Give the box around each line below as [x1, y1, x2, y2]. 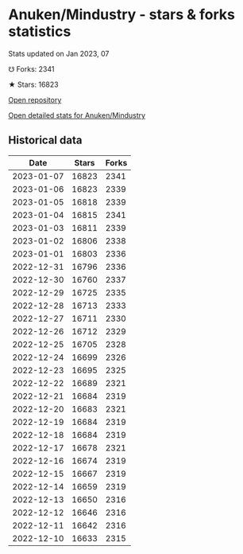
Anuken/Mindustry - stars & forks [8, 6, 236, 24]
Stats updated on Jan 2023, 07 [8, 49, 110, 58]
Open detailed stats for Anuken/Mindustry [8, 110, 145, 120]
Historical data [8, 134, 83, 147]
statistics [8, 22, 71, 41]
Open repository [8, 95, 62, 104]
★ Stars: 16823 [8, 80, 59, 89]
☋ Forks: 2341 [8, 64, 55, 73]
